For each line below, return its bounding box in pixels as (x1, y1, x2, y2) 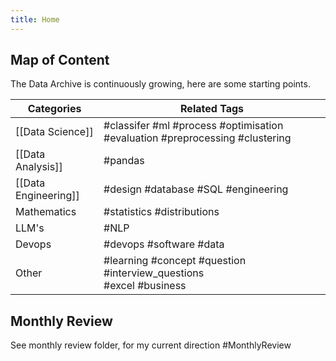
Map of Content (10, 52, 110, 69)
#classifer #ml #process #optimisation (103, 119, 284, 133)
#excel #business (103, 279, 187, 293)
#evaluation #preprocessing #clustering (103, 131, 292, 145)
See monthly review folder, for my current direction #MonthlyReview (10, 339, 292, 351)
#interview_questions (103, 266, 205, 280)
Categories (27, 102, 82, 116)
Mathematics (15, 205, 77, 219)
